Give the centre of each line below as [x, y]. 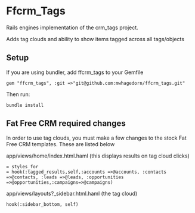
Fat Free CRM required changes [66, 124]
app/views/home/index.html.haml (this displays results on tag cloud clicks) [98, 156]
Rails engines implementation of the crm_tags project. [72, 27]
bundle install [25, 105]
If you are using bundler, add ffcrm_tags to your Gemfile [75, 72]
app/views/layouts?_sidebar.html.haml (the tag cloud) [72, 193]
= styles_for [22, 166]
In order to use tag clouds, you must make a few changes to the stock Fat [96, 138]
